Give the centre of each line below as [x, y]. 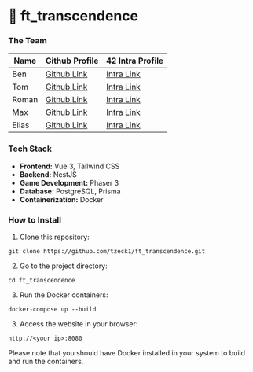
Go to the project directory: [63, 266]
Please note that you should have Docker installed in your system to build [127, 353]
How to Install [35, 219]
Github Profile [72, 61]
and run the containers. [46, 362]
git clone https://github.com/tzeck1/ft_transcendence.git [107, 252]
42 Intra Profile [134, 61]
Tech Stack [30, 149]
